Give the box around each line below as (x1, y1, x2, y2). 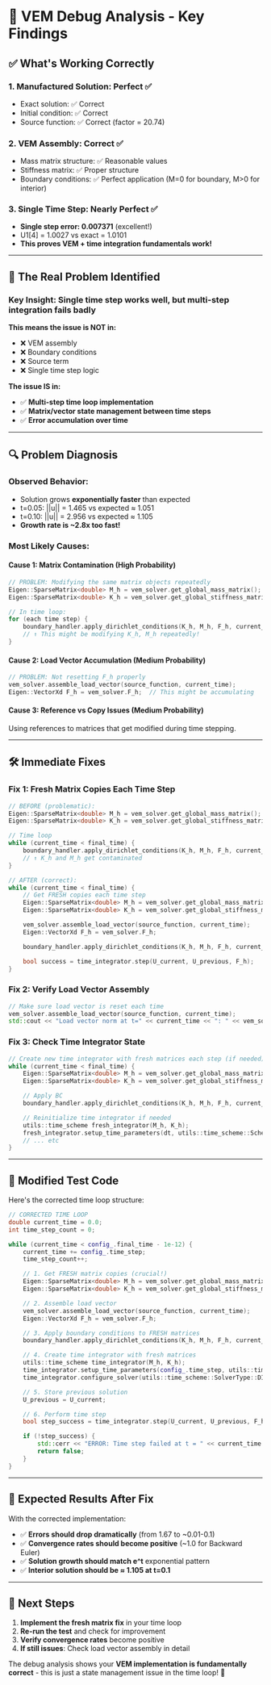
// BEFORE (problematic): (8, 802, 95, 810)
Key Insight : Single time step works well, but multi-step (8, 294, 230, 305)
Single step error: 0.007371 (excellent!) (19, 222, 153, 232)
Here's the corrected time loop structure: (8, 1195, 144, 1205)
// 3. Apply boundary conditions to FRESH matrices (23, 1329, 200, 1337)
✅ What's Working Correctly (8, 56, 155, 70)
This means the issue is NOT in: (8, 323, 117, 332)
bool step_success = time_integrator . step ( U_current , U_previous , (23, 1418, 251, 1426)
